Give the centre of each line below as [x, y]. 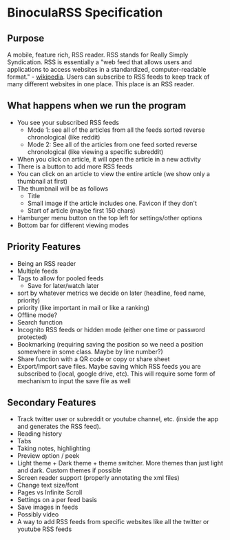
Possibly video [38, 514]
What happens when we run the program [97, 106]
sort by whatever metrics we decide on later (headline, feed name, [111, 293]
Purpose [26, 38]
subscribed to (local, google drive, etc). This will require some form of [116, 374]
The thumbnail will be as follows [63, 189]
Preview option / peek [48, 456]
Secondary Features [52, 403]
